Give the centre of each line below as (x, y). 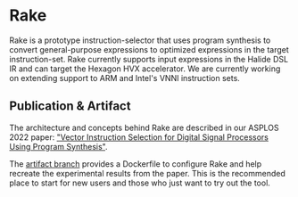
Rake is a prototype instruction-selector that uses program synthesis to (140, 40)
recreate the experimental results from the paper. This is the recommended (147, 173)
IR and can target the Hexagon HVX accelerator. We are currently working (145, 69)
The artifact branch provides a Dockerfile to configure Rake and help (136, 164)
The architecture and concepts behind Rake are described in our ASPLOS (144, 127)
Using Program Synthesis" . (59, 146)
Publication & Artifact (70, 107)
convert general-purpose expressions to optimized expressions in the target (149, 49)
